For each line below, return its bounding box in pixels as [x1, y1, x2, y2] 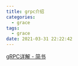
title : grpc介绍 [6, 8, 44, 15]
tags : [6, 25, 19, 31]
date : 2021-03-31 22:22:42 [6, 36, 73, 42]
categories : [6, 14, 35, 20]
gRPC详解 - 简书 [6, 53, 46, 60]
